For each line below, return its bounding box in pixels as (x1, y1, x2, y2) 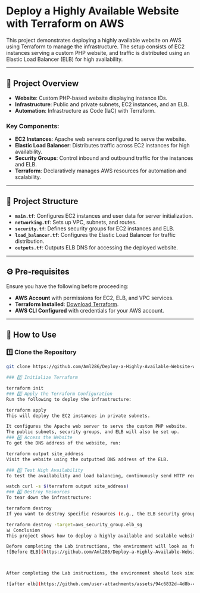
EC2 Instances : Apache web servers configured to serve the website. (14, 135, 186, 143)
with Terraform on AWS (6, 17, 124, 30)
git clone (6, 364, 31, 370)
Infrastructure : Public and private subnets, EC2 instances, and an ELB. (14, 100, 189, 108)
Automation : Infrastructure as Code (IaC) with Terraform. (14, 107, 156, 114)
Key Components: (6, 122, 60, 130)
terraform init (6, 385, 44, 391)
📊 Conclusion (6, 527, 40, 533)
